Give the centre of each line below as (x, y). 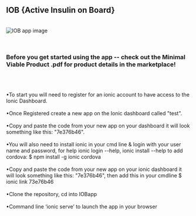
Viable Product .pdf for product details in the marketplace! (91, 64)
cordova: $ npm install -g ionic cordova (54, 157)
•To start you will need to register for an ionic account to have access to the (98, 95)
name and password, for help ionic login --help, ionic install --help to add (94, 151)
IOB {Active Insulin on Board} (61, 10)
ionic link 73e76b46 (30, 182)
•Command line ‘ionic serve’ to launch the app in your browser (82, 207)
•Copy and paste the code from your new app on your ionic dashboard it (94, 169)
